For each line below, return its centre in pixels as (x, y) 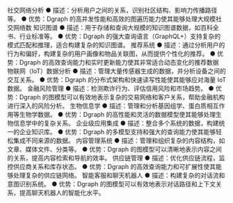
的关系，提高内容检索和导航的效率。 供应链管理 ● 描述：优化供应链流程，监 (116, 158)
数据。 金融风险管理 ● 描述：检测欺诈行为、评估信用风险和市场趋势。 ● (111, 88)
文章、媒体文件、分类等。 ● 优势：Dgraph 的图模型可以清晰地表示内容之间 (115, 149)
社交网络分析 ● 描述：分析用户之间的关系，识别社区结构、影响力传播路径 (112, 10)
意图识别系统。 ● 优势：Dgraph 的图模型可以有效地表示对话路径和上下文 (112, 184)
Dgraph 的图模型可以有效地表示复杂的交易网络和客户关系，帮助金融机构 (122, 97)
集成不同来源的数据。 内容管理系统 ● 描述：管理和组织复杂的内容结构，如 (119, 140)
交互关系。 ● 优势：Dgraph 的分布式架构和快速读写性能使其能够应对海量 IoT (117, 80)
